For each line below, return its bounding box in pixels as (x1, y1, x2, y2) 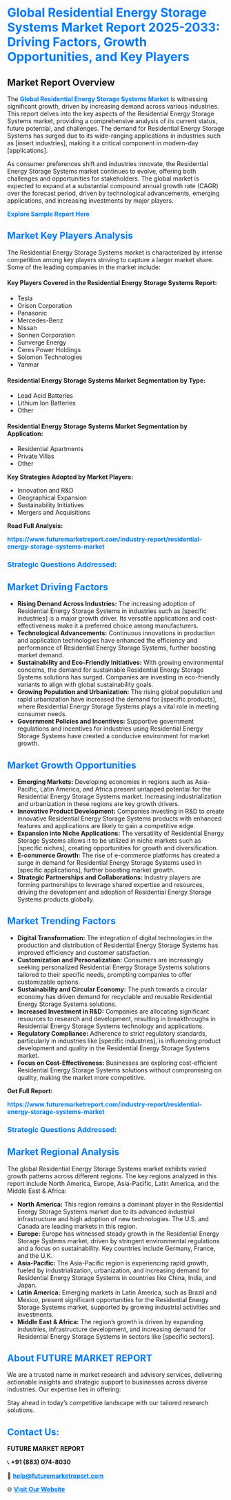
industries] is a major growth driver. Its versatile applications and (17, 614, 201, 623)
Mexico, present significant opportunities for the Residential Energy (17, 1295, 209, 1304)
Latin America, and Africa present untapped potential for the (40, 785, 212, 793)
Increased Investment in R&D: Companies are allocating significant (17, 1007, 210, 1015)
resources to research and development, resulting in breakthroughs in (17, 1014, 216, 1023)
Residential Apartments (17, 445, 84, 453)
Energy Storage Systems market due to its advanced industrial (17, 1207, 195, 1216)
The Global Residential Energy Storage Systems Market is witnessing (7, 95, 208, 103)
